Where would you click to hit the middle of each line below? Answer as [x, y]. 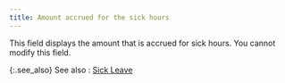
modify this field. [40, 52]
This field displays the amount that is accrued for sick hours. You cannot [142, 43]
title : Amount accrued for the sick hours [89, 17]
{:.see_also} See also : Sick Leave [71, 70]
